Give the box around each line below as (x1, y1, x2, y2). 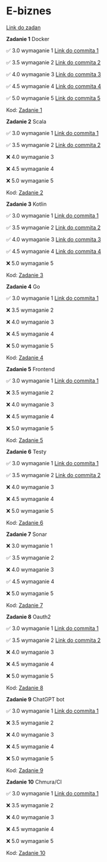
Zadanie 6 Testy (6, 448, 46, 455)
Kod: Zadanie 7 (6, 601, 43, 609)
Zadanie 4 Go (6, 283, 40, 290)
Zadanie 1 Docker (6, 35, 49, 42)
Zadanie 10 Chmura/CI (6, 778, 62, 785)
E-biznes (6, 4, 52, 18)
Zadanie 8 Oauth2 (6, 613, 51, 620)
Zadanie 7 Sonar (6, 531, 48, 538)
